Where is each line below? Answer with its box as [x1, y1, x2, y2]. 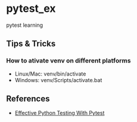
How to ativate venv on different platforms [6, 57, 131, 65]
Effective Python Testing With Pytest [14, 110, 105, 117]
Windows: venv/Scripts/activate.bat [14, 76, 102, 83]
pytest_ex [6, 2, 56, 15]
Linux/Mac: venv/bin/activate [14, 70, 86, 77]
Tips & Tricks [6, 39, 56, 49]
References [6, 94, 50, 104]
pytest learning [6, 21, 43, 29]
